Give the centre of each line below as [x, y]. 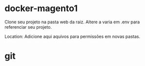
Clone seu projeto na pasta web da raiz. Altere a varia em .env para [72, 22]
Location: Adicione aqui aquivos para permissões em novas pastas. [72, 36]
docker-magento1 [41, 8]
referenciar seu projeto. [28, 27]
